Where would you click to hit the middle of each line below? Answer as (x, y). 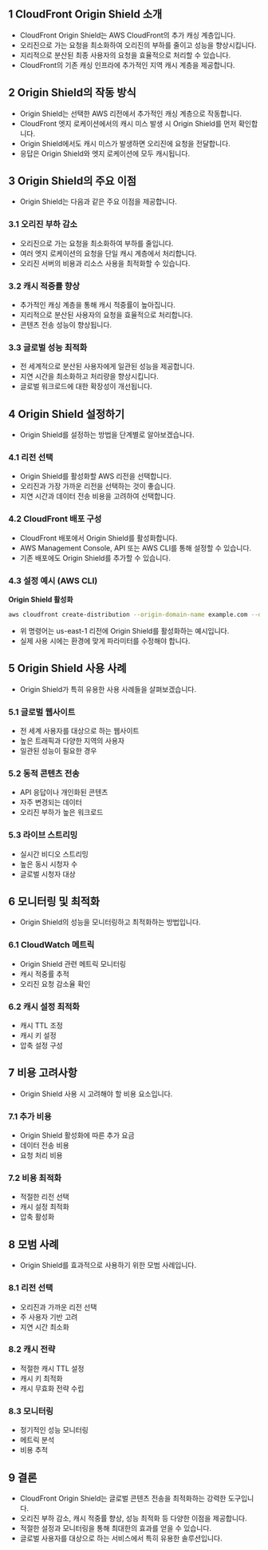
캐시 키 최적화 (41, 1378)
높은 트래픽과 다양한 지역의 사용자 (72, 741)
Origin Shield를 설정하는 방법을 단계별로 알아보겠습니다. (107, 435)
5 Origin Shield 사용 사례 (67, 668)
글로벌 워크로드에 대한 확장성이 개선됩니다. (86, 387)
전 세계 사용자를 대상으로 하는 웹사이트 (79, 731)
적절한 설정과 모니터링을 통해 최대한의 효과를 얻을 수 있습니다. (116, 1528)
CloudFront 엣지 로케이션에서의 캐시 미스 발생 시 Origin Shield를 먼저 (128, 123)
